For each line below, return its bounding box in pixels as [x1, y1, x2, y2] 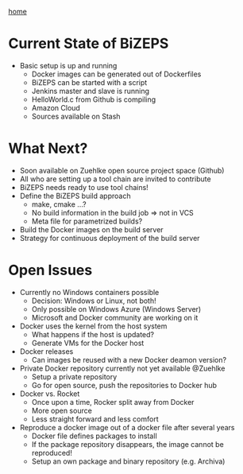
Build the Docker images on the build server [19, 224, 164, 234]
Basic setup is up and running [19, 60, 118, 70]
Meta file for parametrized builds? [31, 216, 143, 226]
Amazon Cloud [31, 103, 81, 112]
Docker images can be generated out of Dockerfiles [31, 69, 202, 79]
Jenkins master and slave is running [31, 86, 149, 95]
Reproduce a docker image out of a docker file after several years [19, 422, 235, 432]
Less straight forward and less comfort [31, 414, 159, 424]
